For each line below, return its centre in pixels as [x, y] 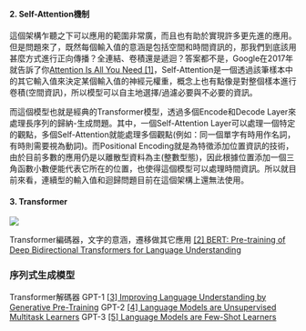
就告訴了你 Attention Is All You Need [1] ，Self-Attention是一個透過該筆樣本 [147, 70]
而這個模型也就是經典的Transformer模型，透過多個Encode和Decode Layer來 [153, 112]
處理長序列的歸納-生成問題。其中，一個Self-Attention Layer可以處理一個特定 [153, 124]
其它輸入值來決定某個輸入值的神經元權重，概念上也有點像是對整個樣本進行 [157, 81]
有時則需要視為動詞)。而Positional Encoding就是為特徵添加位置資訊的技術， [152, 146]
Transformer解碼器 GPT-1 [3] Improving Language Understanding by [138, 296]
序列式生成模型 [42, 276]
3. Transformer [39, 201]
